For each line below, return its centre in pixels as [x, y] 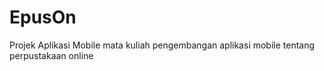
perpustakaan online [51, 55]
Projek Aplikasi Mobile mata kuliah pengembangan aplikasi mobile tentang [162, 45]
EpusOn [43, 17]
